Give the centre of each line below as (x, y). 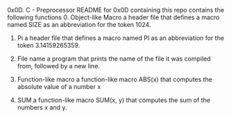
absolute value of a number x (59, 87)
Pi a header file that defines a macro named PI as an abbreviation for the (120, 38)
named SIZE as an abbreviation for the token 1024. (79, 24)
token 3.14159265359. (49, 45)
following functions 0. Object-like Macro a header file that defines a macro (113, 17)
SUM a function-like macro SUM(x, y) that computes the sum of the (113, 100)
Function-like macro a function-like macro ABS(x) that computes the (115, 79)
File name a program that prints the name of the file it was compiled (114, 59)
